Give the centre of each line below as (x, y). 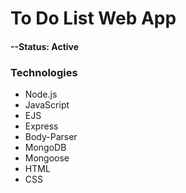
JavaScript (47, 105)
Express (41, 126)
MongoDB (45, 148)
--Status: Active (45, 46)
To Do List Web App (93, 18)
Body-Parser (51, 137)
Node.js (41, 94)
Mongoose (47, 158)
